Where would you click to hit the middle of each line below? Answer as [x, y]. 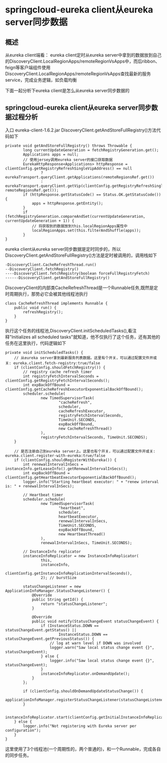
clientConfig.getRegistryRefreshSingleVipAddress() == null [69, 168]
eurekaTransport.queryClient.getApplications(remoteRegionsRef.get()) [80, 177]
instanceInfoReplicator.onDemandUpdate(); [85, 674]
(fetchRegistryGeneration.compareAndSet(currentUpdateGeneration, [75, 216]
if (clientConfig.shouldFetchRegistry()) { [60, 367]
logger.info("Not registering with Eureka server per [80, 726]
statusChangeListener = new [52, 586]
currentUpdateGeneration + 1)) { [40, 221]
